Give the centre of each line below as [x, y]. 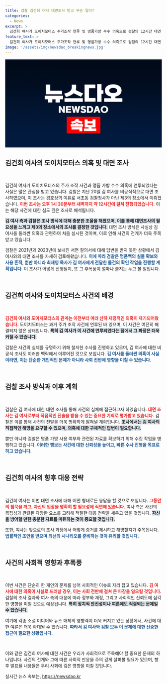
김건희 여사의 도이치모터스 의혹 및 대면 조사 [67, 163]
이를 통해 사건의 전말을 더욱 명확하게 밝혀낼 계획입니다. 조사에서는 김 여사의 [87, 422]
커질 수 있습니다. [21, 337]
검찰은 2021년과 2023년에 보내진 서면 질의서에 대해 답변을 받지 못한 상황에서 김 [82, 250]
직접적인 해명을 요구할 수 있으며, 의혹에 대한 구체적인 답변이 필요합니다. [73, 428]
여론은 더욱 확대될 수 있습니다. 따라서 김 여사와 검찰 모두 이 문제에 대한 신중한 [84, 627]
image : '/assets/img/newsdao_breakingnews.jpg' [55, 47]
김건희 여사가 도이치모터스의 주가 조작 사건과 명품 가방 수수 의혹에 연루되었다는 [82, 185]
